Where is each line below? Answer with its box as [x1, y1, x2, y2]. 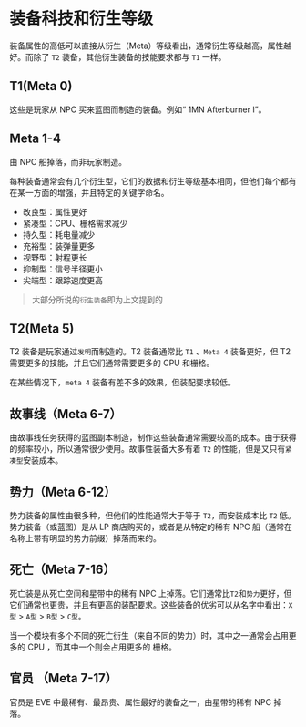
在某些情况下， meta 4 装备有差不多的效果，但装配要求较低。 [9, 377, 236, 388]
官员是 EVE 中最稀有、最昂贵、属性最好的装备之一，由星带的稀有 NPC [9, 696, 272, 707]
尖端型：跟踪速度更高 [22, 274, 103, 285]
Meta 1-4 [9, 131, 62, 147]
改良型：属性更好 [22, 206, 87, 217]
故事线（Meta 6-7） [9, 406, 123, 422]
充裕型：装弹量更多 [22, 241, 96, 251]
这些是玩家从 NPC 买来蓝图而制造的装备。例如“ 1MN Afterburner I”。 [9, 104, 267, 115]
